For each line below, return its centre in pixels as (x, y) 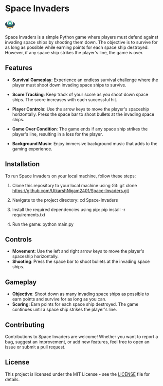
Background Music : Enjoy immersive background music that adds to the (85, 143)
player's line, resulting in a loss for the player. (57, 134)
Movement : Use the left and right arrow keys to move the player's (78, 251)
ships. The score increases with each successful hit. (65, 99)
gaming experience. (32, 149)
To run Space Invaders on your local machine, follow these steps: (71, 176)
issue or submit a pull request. (35, 347)
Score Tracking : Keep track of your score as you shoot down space (80, 94)
